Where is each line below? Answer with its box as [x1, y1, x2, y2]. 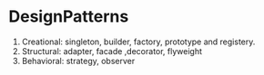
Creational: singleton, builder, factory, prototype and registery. [21, 36, 256, 47]
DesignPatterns [8, 6, 129, 27]
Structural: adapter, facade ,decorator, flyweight [21, 45, 202, 56]
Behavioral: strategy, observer [21, 55, 136, 66]
